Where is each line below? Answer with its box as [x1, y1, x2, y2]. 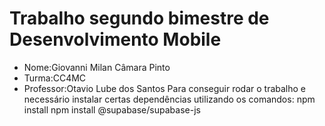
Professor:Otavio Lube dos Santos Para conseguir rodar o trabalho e [23, 82, 307, 94]
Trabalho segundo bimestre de [9, 7, 270, 30]
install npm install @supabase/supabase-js [23, 103, 201, 116]
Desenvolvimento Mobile [9, 28, 222, 51]
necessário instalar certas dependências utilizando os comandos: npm [23, 93, 316, 105]
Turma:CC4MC [23, 72, 87, 84]
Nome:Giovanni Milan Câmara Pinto [23, 61, 171, 73]
